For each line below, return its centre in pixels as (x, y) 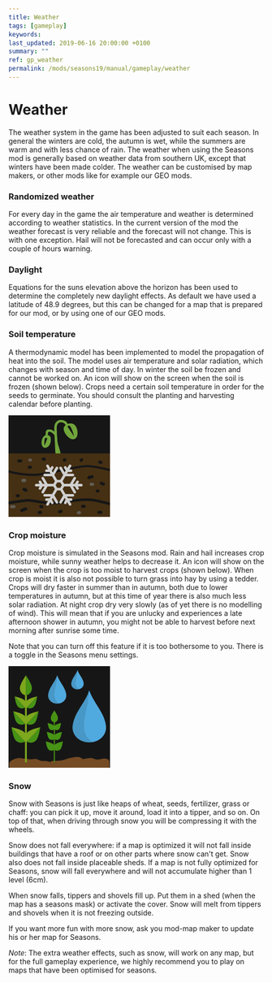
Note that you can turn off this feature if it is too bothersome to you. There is (136, 646)
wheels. (22, 829)
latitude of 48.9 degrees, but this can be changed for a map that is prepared (136, 305)
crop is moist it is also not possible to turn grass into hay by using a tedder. (134, 578)
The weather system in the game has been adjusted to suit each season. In (134, 132)
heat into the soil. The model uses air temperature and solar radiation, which (136, 361)
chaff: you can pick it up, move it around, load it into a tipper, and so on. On (134, 812)
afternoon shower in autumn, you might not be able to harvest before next (132, 622)
